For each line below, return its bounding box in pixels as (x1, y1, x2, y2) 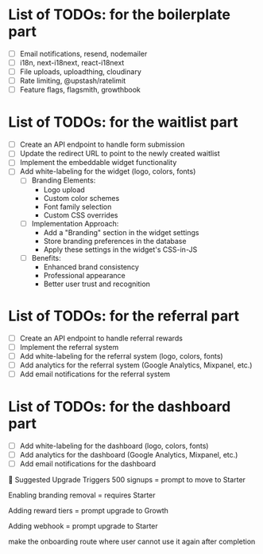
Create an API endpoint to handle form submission (19, 139, 185, 149)
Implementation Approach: (31, 218, 119, 228)
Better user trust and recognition (43, 279, 151, 289)
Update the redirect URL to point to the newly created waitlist (19, 149, 220, 159)
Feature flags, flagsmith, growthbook (19, 85, 141, 95)
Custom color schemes (43, 193, 120, 202)
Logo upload (43, 185, 85, 194)
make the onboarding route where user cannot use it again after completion (8, 536, 256, 546)
